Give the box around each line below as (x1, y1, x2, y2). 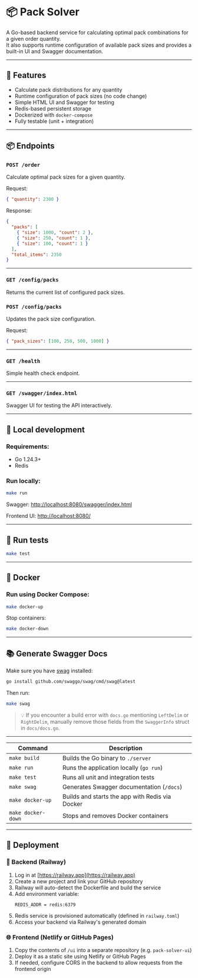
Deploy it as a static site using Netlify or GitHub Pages (14, 953, 146, 960)
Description (108, 744, 143, 752)
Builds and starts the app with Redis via (62, 792, 171, 801)
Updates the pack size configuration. (6, 315, 96, 322)
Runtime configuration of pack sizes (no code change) (14, 92, 147, 99)
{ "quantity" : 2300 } (6, 196, 60, 202)
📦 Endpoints (6, 141, 55, 151)
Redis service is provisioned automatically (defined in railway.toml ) (14, 912, 180, 919)
